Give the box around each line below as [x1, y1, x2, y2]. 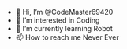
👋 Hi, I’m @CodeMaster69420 [15, 8, 114, 16]
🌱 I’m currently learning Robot [15, 24, 113, 33]
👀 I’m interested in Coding [15, 16, 100, 25]
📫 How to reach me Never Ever [15, 33, 120, 42]
